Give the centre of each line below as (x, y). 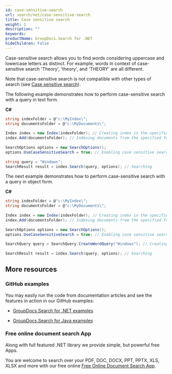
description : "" (23, 29)
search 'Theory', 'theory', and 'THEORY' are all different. (85, 69)
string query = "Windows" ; (34, 162)
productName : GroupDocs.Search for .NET (49, 39)
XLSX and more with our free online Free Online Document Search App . (81, 366)
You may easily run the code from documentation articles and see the (79, 295)
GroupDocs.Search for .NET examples (53, 310)
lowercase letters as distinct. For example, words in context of (71, 63)
